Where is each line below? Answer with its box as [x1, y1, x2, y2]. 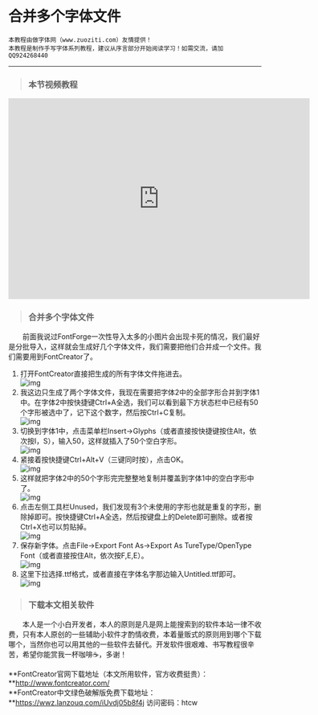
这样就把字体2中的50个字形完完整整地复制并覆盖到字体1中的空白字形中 [19, 473, 255, 483]
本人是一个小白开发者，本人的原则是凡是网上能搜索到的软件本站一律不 [22, 619, 255, 629]
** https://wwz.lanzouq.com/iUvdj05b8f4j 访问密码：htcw [8, 697, 198, 707]
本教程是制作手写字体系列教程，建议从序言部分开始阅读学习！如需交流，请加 [8, 44, 224, 52]
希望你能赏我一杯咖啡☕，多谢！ [22, 649, 127, 659]
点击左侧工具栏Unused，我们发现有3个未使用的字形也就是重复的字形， [19, 501, 255, 511]
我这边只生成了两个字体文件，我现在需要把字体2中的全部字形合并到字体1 [19, 387, 260, 397]
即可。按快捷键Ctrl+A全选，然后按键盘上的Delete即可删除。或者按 [34, 512, 253, 521]
